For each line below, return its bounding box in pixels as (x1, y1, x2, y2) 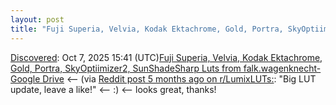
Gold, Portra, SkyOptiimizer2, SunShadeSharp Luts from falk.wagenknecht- (10, 62, 322, 74)
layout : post (10, 14, 65, 25)
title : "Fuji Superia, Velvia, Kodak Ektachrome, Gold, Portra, (10, 24, 284, 34)
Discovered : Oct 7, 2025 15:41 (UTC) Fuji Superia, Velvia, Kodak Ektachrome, (10, 51, 323, 63)
